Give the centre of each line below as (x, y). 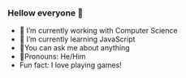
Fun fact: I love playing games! (71, 65)
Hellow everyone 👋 (45, 13)
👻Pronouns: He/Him (52, 57)
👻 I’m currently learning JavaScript (77, 39)
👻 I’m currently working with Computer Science (98, 31)
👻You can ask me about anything (75, 48)
